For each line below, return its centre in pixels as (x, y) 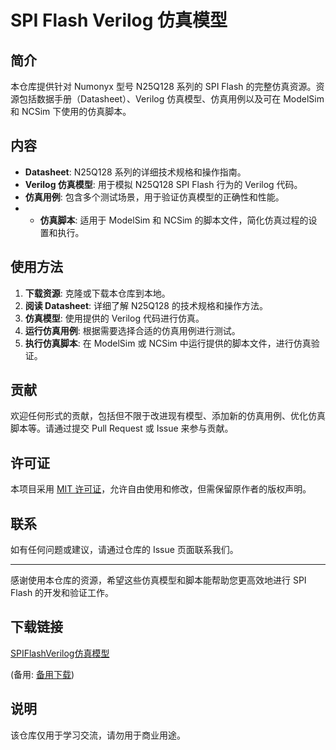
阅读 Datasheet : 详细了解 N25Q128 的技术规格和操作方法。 (146, 305)
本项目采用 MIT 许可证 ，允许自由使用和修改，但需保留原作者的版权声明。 (161, 489)
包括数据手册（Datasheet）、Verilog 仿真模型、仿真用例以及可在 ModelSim (171, 99)
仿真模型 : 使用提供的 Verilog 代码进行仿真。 (114, 318)
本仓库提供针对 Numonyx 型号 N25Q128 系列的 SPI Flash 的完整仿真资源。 (163, 86)
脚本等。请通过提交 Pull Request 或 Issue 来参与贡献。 (122, 428)
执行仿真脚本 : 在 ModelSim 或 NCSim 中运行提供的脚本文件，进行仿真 (168, 343)
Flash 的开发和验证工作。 (62, 593)
